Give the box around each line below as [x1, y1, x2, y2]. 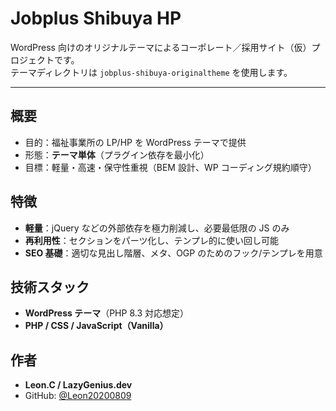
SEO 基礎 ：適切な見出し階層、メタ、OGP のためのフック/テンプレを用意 [24, 247, 323, 259]
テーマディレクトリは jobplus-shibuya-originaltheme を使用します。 [10, 66, 293, 78]
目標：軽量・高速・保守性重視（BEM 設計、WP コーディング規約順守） [24, 161, 317, 173]
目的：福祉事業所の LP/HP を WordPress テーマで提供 [24, 136, 247, 148]
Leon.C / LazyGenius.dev [24, 379, 133, 391]
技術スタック [10, 278, 90, 296]
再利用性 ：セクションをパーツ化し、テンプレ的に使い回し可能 [24, 234, 280, 246]
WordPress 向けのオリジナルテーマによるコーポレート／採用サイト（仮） [10, 41, 312, 53]
